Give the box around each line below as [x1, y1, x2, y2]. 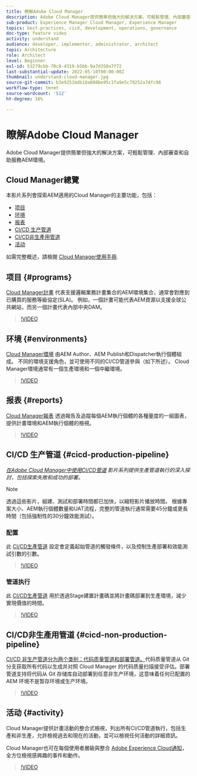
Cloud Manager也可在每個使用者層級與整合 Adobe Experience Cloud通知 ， [6, 744, 188, 751]
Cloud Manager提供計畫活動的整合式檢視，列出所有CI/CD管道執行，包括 [6, 724, 181, 731]
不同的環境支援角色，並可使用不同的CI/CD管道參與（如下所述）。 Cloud [17, 358, 189, 365]
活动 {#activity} [6, 708, 64, 718]
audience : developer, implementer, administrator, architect [6, 42, 159, 48]
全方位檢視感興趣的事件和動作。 [6, 751, 83, 758]
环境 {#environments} [6, 334, 88, 344]
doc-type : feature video [6, 31, 67, 36]
